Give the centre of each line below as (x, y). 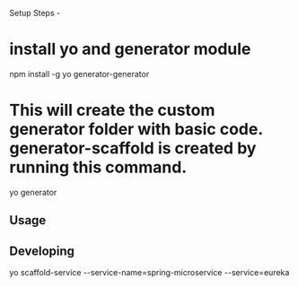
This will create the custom (112, 110)
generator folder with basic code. (136, 130)
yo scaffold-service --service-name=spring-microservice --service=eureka (149, 273)
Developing (42, 251)
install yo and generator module (130, 49)
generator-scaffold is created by (133, 148)
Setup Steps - (35, 13)
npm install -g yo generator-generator (79, 74)
